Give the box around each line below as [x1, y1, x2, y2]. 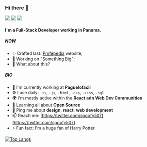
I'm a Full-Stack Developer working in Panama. [5, 27, 101, 33]
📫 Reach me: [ [12, 113, 42, 118]
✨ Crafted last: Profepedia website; [12, 50, 83, 56]
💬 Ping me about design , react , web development [12, 107, 113, 113]
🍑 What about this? [12, 61, 50, 67]
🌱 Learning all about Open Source [12, 102, 81, 108]
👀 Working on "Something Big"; [12, 56, 75, 62]
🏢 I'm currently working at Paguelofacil [12, 84, 91, 90]
